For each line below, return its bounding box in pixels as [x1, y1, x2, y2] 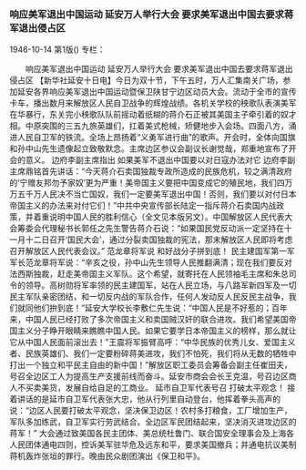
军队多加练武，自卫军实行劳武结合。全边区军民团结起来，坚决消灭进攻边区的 [9, 416, 297, 427]
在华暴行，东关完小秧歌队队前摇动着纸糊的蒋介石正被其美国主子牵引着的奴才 [9, 109, 297, 120]
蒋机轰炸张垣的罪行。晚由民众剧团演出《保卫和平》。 [9, 451, 205, 462]
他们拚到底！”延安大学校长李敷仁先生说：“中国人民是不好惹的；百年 [33, 302, 289, 313]
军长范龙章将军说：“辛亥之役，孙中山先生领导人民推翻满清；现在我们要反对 [9, 257, 293, 268]
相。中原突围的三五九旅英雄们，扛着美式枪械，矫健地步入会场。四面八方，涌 [9, 120, 297, 131]
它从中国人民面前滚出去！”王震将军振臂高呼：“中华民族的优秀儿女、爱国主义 [9, 337, 296, 348]
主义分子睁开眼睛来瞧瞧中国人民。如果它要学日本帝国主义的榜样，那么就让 [16, 325, 297, 336]
